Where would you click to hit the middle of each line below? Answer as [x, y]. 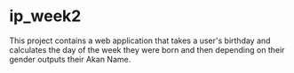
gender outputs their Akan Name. [70, 59]
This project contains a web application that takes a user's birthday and [140, 40]
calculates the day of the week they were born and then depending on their [147, 49]
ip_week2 [45, 16]
